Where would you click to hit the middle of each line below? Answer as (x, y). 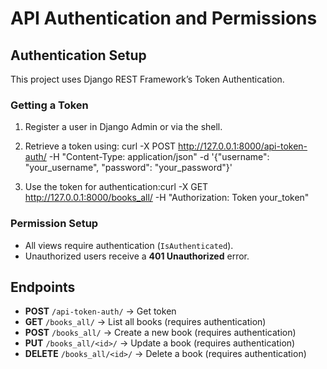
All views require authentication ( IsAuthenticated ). (129, 245)
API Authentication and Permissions (164, 18)
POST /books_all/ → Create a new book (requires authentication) (160, 333)
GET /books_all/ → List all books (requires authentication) (145, 322)
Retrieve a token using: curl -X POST (100, 146)
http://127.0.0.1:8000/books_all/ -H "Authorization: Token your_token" (167, 198)
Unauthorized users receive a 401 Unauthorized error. (137, 256)
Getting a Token (49, 105)
